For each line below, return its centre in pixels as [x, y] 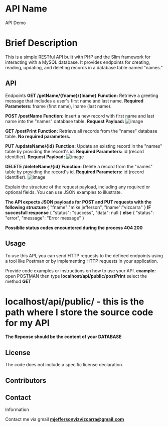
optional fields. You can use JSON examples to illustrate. [64, 192]
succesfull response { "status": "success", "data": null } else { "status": [80, 212]
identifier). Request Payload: [35, 157]
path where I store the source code [79, 312]
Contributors [26, 381]
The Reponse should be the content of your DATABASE [63, 337]
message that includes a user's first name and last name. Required [74, 100]
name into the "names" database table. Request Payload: [65, 121]
